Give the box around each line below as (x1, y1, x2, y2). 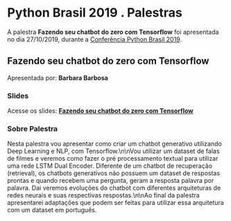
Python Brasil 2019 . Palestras (7, 5, 182, 21)
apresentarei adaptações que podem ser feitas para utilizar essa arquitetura (7, 199, 224, 207)
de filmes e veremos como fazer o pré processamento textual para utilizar (7, 154, 219, 163)
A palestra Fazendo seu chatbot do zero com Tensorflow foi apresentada (7, 28, 219, 36)
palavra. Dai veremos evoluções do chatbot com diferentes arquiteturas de (7, 184, 221, 192)
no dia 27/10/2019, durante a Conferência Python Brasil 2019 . (7, 35, 182, 43)
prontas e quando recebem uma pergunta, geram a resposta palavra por (7, 177, 214, 185)
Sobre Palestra (7, 123, 58, 133)
